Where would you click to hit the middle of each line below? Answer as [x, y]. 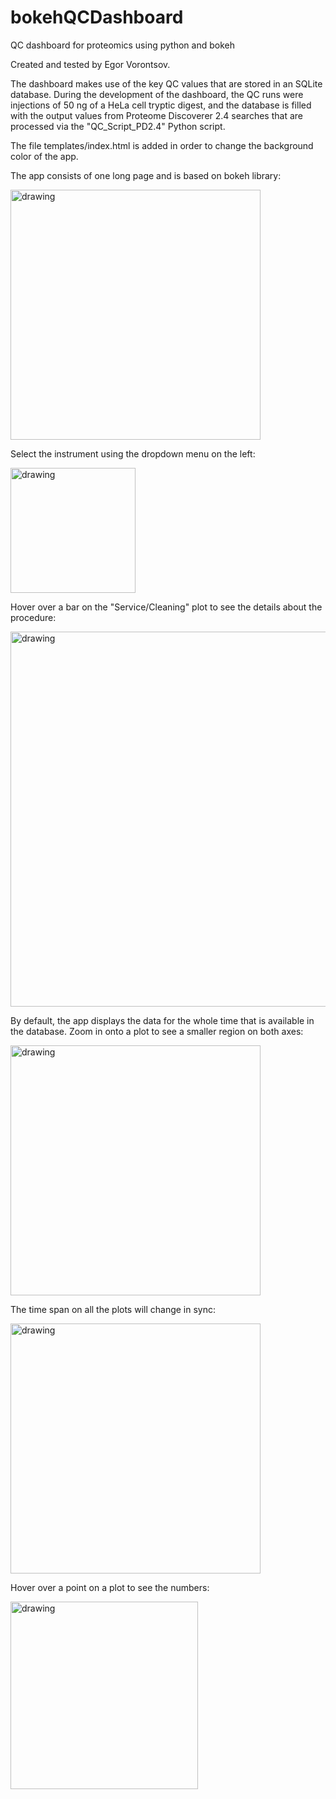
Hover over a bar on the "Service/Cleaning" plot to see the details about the [166, 607]
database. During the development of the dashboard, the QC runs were [157, 94]
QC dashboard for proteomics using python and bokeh [122, 45]
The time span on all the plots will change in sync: [113, 1309]
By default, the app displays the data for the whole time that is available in [162, 1020]
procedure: [33, 617]
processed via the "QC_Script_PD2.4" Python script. [118, 126]
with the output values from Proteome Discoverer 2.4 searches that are [156, 115]
